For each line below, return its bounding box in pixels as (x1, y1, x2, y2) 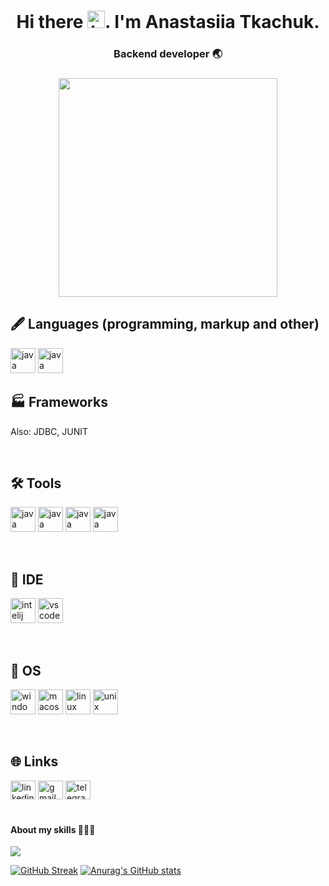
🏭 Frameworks (10, 394, 108, 411)
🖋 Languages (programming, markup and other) (10, 316, 320, 333)
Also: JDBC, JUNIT (10, 425, 89, 437)
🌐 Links (10, 753, 59, 770)
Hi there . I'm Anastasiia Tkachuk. (16, 11, 320, 34)
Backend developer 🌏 (113, 47, 223, 61)
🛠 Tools (10, 475, 62, 492)
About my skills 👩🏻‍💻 (10, 823, 96, 835)
